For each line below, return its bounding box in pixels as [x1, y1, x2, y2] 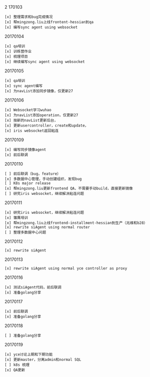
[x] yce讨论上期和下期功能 [4, 352, 53, 357]
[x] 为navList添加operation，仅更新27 [4, 113, 79, 118]
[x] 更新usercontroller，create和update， [4, 123, 89, 128]
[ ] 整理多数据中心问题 [4, 230, 46, 235]
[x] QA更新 [4, 368, 25, 373]
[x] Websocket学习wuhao [4, 107, 52, 112]
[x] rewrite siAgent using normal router [4, 225, 90, 230]
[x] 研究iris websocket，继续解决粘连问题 [4, 210, 84, 215]
